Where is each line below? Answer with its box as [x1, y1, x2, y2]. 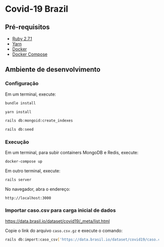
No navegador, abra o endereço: [5, 186, 70, 192]
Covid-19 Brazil [5, 3, 68, 15]
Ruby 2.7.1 [12, 36, 33, 41]
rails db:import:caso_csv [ [5, 237, 60, 242]
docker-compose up [5, 159, 42, 164]
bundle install [5, 101, 36, 105]
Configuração [5, 80, 39, 87]
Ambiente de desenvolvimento [5, 65, 101, 74]
